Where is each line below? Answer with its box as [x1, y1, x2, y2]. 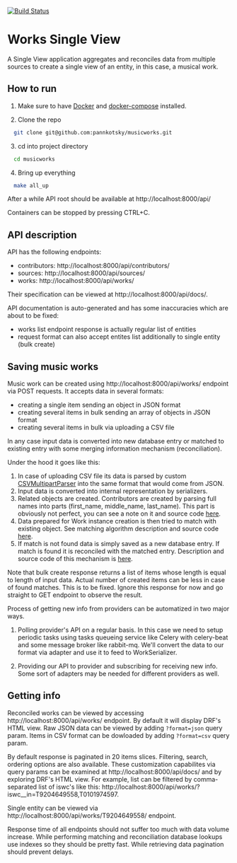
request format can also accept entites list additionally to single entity [17, 332, 221, 341]
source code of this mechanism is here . [17, 555, 133, 562]
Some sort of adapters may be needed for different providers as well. [17, 669, 219, 678]
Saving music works [7, 361, 99, 373]
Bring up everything [17, 168, 76, 177]
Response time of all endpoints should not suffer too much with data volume [7, 825, 230, 833]
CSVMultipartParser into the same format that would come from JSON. [17, 480, 224, 487]
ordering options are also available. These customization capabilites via [7, 760, 216, 768]
